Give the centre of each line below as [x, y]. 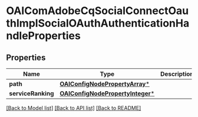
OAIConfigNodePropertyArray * [105, 84]
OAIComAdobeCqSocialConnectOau [98, 11]
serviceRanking [32, 93]
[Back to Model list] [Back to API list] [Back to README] [74, 108]
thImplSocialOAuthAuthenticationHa [98, 23]
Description [177, 74]
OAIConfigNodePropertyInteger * [107, 93]
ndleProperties [43, 36]
